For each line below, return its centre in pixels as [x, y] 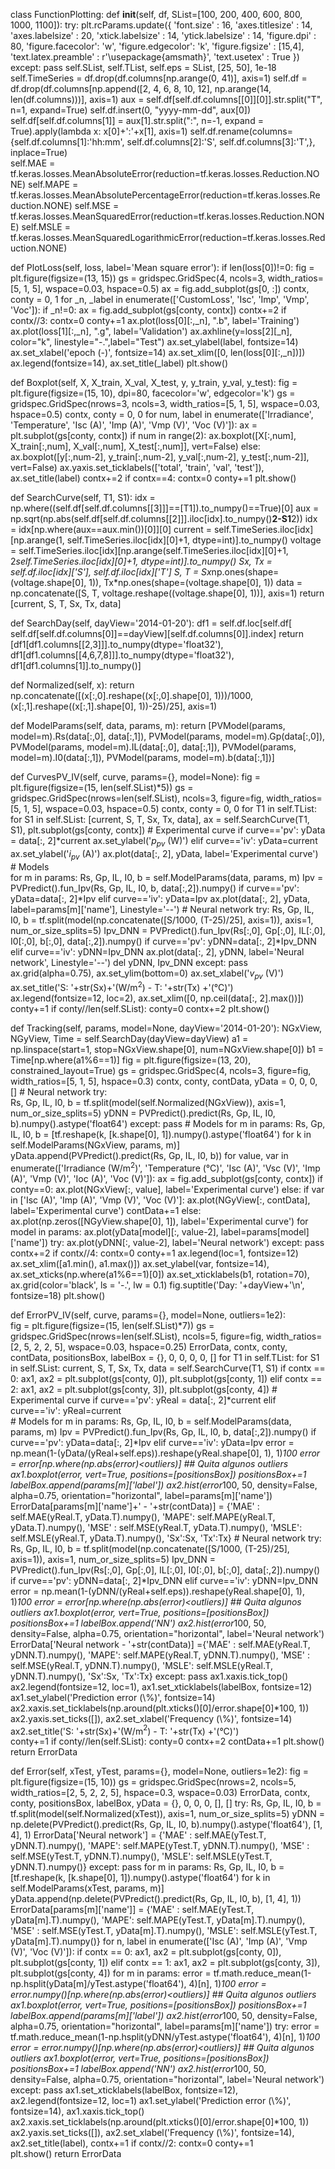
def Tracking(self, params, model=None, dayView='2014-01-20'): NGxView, [166, 1028]
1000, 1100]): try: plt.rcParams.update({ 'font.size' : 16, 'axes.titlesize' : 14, [161, 25]
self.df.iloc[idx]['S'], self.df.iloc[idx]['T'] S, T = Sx [111, 572]
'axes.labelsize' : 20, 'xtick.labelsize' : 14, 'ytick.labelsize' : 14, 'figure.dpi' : [163, 35]
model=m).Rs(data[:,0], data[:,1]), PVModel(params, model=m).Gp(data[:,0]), [168, 736]
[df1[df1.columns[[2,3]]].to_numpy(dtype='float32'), [117, 644]
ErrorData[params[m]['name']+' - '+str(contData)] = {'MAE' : [135, 1506]
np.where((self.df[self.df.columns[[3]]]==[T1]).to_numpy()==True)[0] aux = [165, 508]
